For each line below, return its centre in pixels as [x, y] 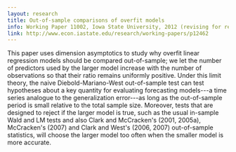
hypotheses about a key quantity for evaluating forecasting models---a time [117, 90]
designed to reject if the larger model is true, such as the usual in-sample [113, 113]
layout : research [33, 14]
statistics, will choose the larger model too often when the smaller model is [115, 135]
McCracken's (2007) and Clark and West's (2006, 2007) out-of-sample [111, 127]
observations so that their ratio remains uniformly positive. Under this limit [114, 76]
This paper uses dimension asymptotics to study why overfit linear [104, 53]
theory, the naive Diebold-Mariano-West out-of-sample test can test [106, 83]
